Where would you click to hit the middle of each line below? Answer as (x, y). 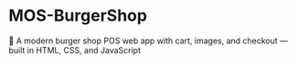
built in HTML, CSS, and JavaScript (74, 50)
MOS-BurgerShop (78, 16)
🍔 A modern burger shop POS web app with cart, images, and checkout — (149, 41)
